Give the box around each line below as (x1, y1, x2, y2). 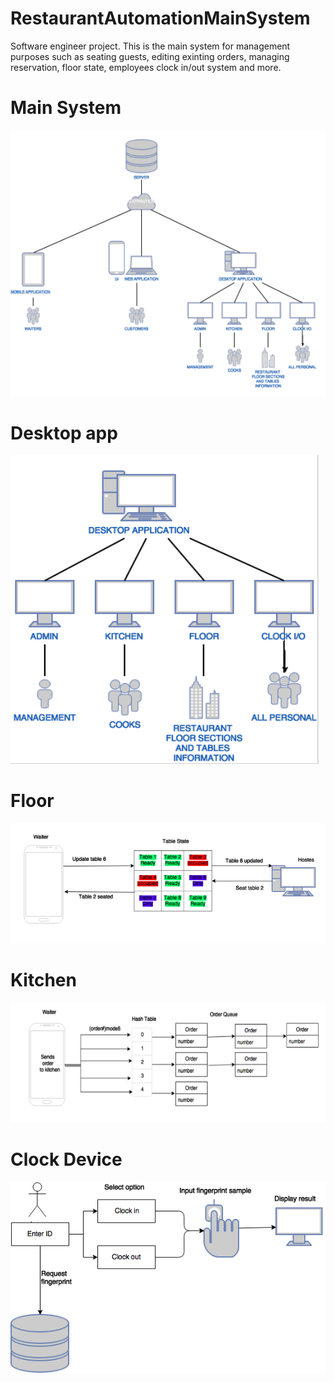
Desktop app (10, 422, 118, 444)
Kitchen (10, 968, 77, 991)
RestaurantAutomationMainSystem (10, 7, 311, 30)
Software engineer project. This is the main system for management (10, 40, 291, 52)
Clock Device (10, 1148, 123, 1171)
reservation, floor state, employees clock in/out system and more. (10, 61, 282, 73)
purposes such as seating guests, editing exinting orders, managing (10, 50, 290, 62)
